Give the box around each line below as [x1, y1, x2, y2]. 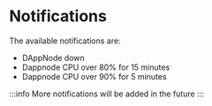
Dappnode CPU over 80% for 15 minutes [21, 62, 170, 72]
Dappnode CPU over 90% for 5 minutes [21, 71, 167, 81]
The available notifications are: [9, 35, 121, 46]
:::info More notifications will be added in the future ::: [9, 88, 205, 99]
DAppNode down [21, 52, 86, 63]
